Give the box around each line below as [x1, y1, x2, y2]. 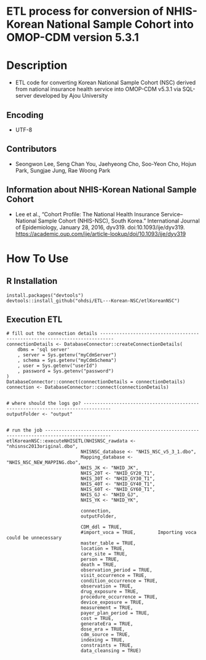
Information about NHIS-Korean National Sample [6, 184, 197, 195]
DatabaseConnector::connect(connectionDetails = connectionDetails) [6, 379, 186, 385]
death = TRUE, [81, 562, 117, 568]
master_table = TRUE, [81, 540, 137, 546]
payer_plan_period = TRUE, [81, 610, 150, 616]
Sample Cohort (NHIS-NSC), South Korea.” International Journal [38, 217, 200, 224]
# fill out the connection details [6, 331, 98, 337]
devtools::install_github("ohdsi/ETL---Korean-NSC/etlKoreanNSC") [6, 297, 180, 304]
